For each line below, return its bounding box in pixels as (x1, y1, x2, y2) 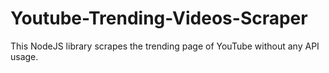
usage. (10, 50, 39, 62)
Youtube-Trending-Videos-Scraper (10, 7, 308, 30)
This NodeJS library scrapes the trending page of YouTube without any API (10, 40, 320, 52)
